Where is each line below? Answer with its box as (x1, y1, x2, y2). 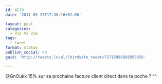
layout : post (5, 21, 33, 26)
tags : (5, 36, 17, 41)
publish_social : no (5, 49, 47, 55)
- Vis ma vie (10, 31, 38, 36)
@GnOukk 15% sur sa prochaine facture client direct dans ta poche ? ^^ (5, 73, 157, 79)
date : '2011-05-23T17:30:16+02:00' (5, 12, 82, 17)
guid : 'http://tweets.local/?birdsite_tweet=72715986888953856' (5, 54, 146, 60)
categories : (5, 26, 31, 31)
